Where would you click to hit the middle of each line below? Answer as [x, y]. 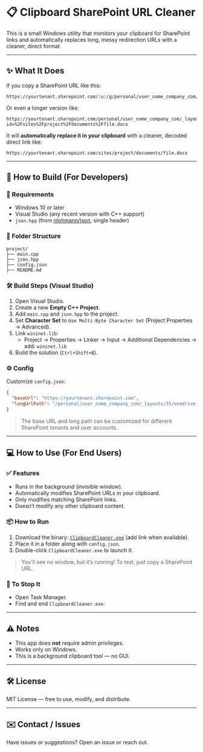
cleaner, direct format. [34, 46]
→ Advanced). [33, 327]
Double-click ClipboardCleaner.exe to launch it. [74, 550]
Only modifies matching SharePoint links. [66, 499]
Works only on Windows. [46, 649]
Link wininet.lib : [37, 333]
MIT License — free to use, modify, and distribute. [69, 699]
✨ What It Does [35, 71]
